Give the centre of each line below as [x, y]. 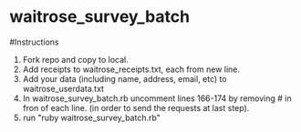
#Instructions [34, 42]
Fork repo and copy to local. [76, 59]
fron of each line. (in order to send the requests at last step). [136, 107]
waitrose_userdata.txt [63, 88]
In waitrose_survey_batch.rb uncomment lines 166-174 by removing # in [157, 98]
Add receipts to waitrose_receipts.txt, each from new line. [131, 69]
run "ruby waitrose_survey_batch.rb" [92, 117]
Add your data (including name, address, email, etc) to [125, 78]
